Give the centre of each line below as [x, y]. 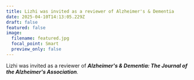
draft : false [22, 22]
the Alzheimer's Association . [42, 72]
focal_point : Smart [35, 44]
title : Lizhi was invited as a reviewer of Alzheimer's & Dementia [90, 11]
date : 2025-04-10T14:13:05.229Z [45, 17]
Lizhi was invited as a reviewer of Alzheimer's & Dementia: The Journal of [97, 66]
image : [14, 33]
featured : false [26, 28]
